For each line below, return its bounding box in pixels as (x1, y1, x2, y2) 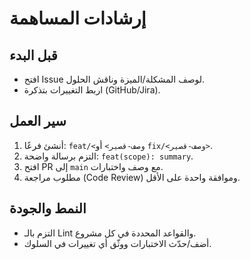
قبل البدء (9, 47, 58, 64)
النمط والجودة (9, 200, 87, 217)
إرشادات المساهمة (9, 7, 147, 30)
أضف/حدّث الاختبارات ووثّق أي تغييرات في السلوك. (23, 237, 212, 249)
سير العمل (9, 113, 67, 130)
